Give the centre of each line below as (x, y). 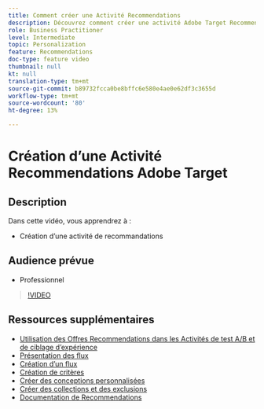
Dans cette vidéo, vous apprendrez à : (70, 221)
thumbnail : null (35, 67)
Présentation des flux (54, 356)
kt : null (22, 74)
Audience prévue (51, 261)
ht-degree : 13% (33, 111)
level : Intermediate (42, 37)
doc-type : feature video (49, 60)
